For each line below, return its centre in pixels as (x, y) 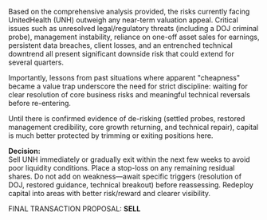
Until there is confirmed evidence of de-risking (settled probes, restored (127, 118)
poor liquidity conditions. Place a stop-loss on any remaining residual (122, 168)
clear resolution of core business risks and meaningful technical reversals (130, 94)
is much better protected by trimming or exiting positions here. (111, 136)
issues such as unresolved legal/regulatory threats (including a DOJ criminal (133, 28)
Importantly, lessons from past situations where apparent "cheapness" (124, 78)
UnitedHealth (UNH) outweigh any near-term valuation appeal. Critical (124, 20)
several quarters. (36, 62)
